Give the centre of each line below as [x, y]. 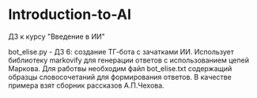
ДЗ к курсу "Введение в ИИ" [57, 36]
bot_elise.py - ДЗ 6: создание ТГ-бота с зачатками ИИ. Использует [121, 51]
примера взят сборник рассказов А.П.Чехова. [86, 85]
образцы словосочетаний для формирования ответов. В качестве [120, 77]
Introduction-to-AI [70, 15]
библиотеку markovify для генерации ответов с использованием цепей [128, 60]
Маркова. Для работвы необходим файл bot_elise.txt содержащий [120, 68]
